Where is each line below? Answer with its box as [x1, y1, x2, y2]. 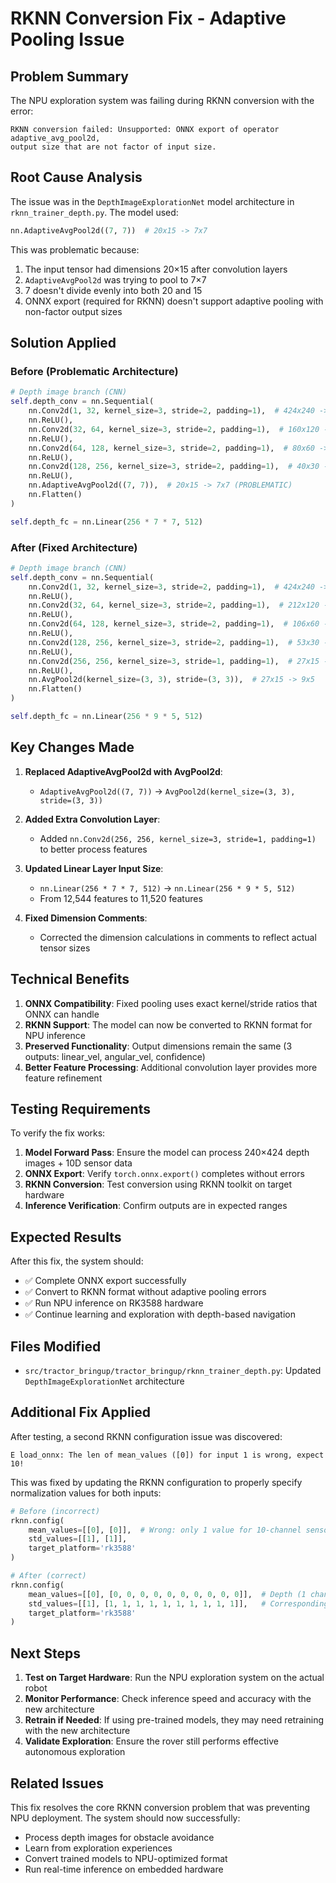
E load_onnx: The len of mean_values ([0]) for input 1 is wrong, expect [10, 1450, 325, 1460]
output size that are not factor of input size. [10, 142, 217, 152]
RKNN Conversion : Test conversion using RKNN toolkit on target [24, 1178, 293, 1191]
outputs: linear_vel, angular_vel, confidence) [24, 1050, 206, 1062]
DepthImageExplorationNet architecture [24, 1375, 185, 1387]
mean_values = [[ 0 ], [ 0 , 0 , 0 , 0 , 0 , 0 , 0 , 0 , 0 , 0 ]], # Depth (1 [28, 1589, 307, 1599]
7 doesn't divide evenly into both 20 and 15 [24, 284, 203, 296]
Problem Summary [10, 68, 129, 85]
